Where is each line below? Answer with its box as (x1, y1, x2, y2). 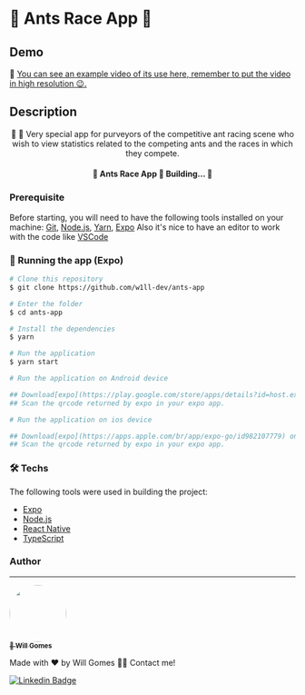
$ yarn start (9, 358, 59, 367)
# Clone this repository (9, 274, 103, 283)
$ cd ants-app (9, 308, 64, 317)
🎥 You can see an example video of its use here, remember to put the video (9, 68, 291, 79)
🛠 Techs (9, 462, 49, 475)
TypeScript (22, 532, 64, 543)
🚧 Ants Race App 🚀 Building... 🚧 (92, 168, 213, 180)
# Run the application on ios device (9, 415, 152, 424)
